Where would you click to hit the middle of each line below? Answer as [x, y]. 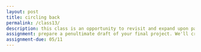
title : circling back [33, 17]
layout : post [22, 12]
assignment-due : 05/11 [34, 39]
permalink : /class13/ [33, 23]
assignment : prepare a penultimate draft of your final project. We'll [97, 34]
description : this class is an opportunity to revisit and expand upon [97, 28]
